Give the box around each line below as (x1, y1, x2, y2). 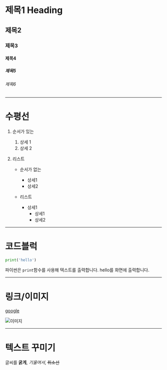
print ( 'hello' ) (5, 257, 37, 262)
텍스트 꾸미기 (5, 342, 56, 354)
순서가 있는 (12, 128, 34, 134)
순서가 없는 (19, 166, 41, 172)
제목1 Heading (5, 4, 63, 16)
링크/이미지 (5, 291, 49, 302)
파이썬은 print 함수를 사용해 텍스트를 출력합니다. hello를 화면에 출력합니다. (5, 267, 150, 273)
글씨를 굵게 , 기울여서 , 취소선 (5, 360, 60, 366)
